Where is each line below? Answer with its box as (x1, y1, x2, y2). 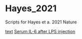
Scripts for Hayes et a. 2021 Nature (5, 19, 77, 25)
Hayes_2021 (5, 3, 57, 14)
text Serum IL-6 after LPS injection (5, 28, 76, 34)
